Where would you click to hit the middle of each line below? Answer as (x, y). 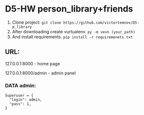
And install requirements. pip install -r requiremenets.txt (72, 37)
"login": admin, (26, 100)
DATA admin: (21, 86)
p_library (22, 27)
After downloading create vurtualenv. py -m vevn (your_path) (74, 31)
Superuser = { (19, 96)
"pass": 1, (20, 104)
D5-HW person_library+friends (69, 9)
